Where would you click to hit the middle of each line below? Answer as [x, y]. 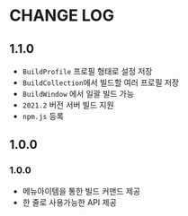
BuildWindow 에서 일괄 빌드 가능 [78, 94]
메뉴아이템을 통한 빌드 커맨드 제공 [81, 191]
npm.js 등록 [43, 116]
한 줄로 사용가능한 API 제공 [69, 202]
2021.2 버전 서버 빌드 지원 [68, 105]
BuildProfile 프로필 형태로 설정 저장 [87, 71]
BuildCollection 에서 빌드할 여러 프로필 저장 [101, 82]
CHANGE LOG [62, 16]
